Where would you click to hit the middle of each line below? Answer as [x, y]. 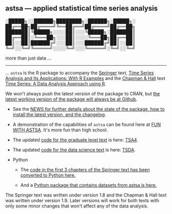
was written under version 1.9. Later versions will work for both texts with [82, 200]
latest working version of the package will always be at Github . [71, 99]
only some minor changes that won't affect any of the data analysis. [77, 206]
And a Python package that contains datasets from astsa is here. [89, 185]
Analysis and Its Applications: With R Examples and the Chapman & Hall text [85, 78]
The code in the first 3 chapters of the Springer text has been [85, 169]
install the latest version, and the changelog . [59, 114]
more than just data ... [28, 58]
